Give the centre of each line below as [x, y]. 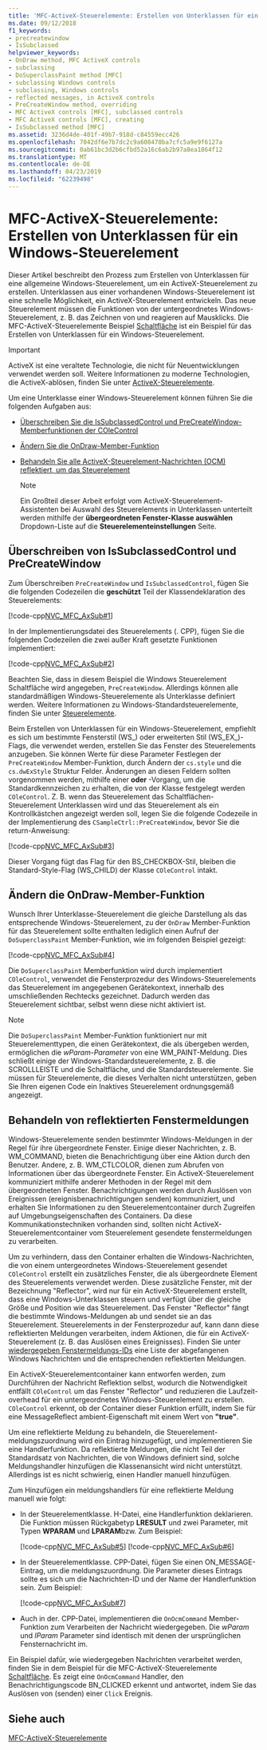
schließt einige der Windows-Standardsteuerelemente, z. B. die [112, 1061]
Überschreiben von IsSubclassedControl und [122, 551]
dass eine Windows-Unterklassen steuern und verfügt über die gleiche [125, 1299]
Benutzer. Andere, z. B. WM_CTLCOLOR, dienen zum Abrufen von [116, 1165]
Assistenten [39, 509]
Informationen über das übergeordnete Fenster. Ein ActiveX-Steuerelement [131, 1174]
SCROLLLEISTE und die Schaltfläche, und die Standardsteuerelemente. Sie [131, 1070]
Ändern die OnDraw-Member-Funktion [107, 895]
